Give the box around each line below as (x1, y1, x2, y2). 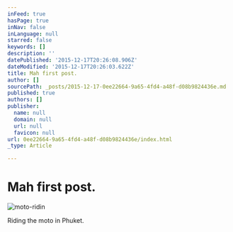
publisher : (7, 103, 40, 110)
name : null (13, 109, 46, 116)
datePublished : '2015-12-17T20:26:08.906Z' (7, 57, 138, 64)
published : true (7, 89, 55, 96)
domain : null (13, 116, 52, 123)
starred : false (7, 37, 52, 44)
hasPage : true (7, 17, 50, 24)
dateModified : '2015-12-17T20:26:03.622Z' (7, 63, 135, 70)
